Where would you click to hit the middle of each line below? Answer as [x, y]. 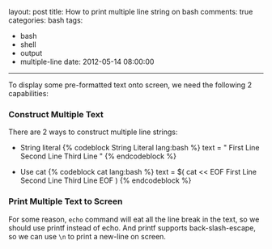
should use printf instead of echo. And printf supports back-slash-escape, [132, 228]
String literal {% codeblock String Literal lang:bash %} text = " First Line [140, 148]
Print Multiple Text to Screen [66, 201]
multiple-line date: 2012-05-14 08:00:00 [87, 61]
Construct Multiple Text [56, 114]
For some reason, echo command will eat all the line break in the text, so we [134, 219]
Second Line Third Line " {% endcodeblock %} [98, 156]
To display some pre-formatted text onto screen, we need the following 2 [130, 85]
